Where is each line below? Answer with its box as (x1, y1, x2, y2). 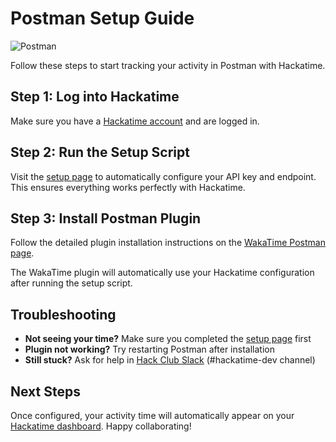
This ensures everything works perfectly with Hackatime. (10, 181, 246, 193)
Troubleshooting (10, 306, 117, 323)
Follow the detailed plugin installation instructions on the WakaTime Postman (10, 237, 326, 249)
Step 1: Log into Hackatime (10, 88, 180, 106)
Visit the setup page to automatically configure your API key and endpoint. (10, 170, 317, 182)
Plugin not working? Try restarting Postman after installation (24, 343, 275, 356)
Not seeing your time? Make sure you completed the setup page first (24, 333, 312, 345)
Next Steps (10, 383, 81, 400)
